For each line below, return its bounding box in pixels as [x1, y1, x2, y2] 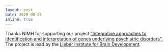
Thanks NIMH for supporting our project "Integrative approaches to [5, 31, 147, 37]
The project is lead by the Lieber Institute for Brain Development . [5, 41, 141, 47]
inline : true [5, 17, 33, 22]
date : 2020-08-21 [5, 12, 42, 17]
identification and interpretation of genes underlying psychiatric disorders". [5, 36, 163, 42]
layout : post [5, 7, 33, 13]
